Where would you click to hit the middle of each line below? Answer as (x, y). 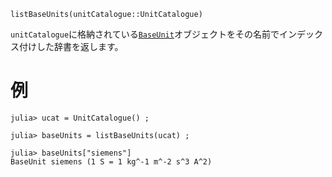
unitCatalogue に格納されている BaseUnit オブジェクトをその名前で (145, 34)
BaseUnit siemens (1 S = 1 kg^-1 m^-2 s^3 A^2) (111, 161)
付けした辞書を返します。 (71, 46)
